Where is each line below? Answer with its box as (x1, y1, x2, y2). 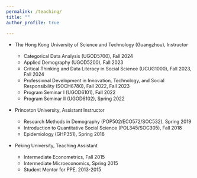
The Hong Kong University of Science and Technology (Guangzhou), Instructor (14, 42, 188, 48)
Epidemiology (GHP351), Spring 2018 (23, 131, 105, 138)
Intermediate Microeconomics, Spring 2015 (23, 160, 118, 167)
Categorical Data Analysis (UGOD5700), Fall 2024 (23, 53, 133, 60)
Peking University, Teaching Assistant (14, 143, 98, 149)
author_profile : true (6, 20, 60, 25)
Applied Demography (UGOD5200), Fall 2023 (23, 60, 124, 66)
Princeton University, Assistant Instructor (14, 107, 105, 114)
